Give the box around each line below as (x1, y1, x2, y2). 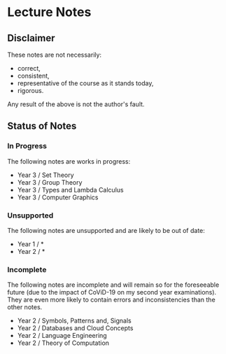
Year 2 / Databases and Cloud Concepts (17, 324, 134, 332)
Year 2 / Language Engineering (17, 332, 107, 340)
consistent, (17, 71, 50, 80)
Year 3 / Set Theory (17, 171, 75, 179)
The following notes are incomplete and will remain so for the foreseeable (7, 281, 220, 289)
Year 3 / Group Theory (17, 178, 83, 186)
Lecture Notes (7, 4, 92, 20)
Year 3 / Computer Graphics (17, 193, 99, 201)
